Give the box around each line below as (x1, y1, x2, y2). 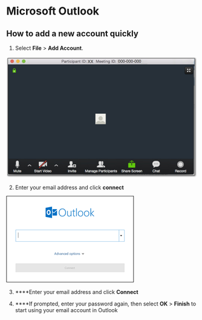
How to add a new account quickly (6, 28, 139, 39)
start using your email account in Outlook (15, 306, 118, 313)
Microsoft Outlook (6, 4, 100, 18)
